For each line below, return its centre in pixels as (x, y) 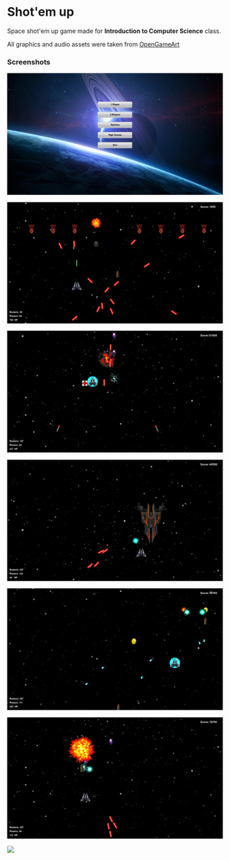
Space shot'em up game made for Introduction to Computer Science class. (114, 31)
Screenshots (29, 62)
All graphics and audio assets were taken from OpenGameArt (93, 44)
